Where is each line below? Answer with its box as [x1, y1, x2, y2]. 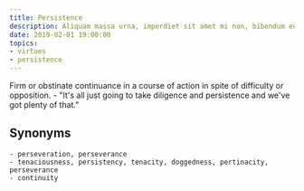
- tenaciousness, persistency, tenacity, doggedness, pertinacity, [9, 158, 270, 167]
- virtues [9, 47, 47, 56]
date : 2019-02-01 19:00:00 [9, 30, 111, 39]
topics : [9, 38, 39, 48]
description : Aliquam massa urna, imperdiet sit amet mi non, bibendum [9, 22, 285, 31]
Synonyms [9, 126, 71, 141]
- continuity [9, 173, 59, 182]
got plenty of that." [9, 100, 80, 110]
